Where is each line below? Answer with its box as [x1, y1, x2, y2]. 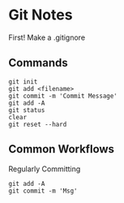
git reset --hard [8, 120, 67, 128]
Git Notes [8, 6, 73, 24]
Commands [8, 56, 69, 70]
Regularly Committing [8, 164, 81, 174]
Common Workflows [8, 142, 115, 156]
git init [8, 77, 38, 86]
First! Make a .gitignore [8, 32, 86, 42]
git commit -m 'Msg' [8, 187, 79, 195]
